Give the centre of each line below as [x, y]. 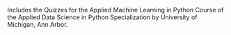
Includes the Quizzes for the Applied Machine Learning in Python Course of [115, 10]
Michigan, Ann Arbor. [38, 24]
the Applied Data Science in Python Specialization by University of [102, 17]
